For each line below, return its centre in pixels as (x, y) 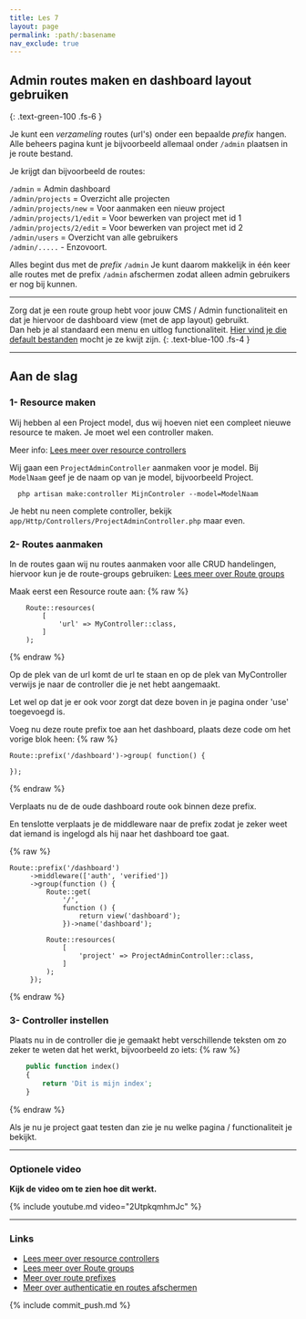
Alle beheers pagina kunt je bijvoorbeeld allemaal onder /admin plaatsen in (149, 144)
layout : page (34, 26)
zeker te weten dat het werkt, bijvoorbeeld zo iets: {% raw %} (125, 1050)
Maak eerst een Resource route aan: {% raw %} (99, 592)
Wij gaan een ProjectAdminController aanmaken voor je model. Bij (134, 467)
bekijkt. (23, 1137)
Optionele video (46, 1168)
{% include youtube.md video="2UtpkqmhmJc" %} (106, 1207)
